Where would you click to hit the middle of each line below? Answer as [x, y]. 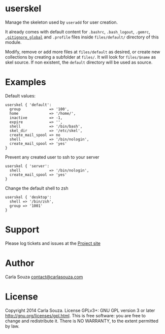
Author [20, 263]
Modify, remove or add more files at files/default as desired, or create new [83, 52]
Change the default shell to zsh [37, 188]
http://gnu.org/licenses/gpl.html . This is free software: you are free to [76, 315]
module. [14, 42]
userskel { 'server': [27, 166]
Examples [26, 82]
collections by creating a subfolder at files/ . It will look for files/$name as [81, 57]
